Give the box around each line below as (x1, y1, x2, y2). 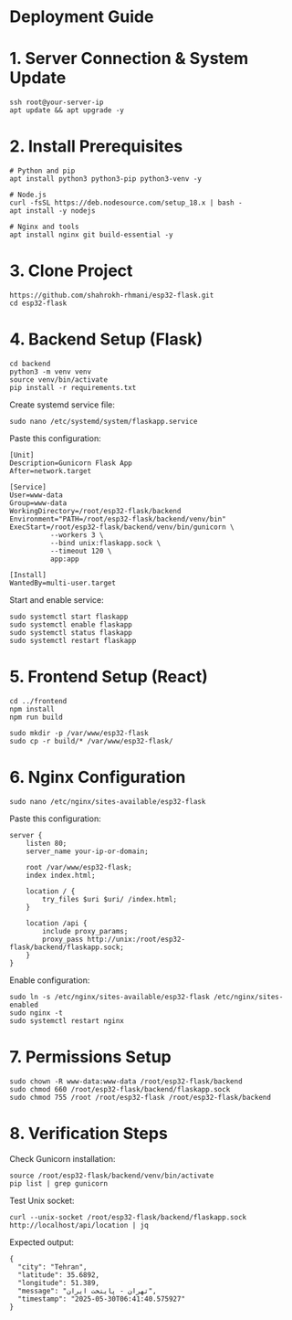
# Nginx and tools (9, 222, 79, 232)
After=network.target (9, 466, 92, 476)
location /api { (26, 918, 89, 928)
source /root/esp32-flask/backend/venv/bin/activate (9, 1171, 214, 1180)
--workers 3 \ (49, 530, 104, 540)
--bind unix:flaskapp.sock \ (49, 538, 162, 547)
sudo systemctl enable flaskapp (9, 619, 132, 629)
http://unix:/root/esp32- (87, 935, 185, 944)
